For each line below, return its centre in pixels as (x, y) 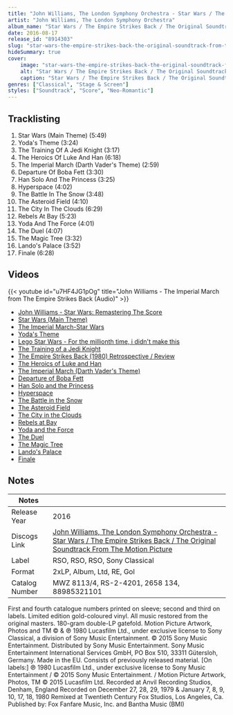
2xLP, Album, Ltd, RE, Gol (94, 571)
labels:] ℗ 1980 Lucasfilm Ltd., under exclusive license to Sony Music (107, 667)
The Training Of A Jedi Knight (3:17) (69, 150)
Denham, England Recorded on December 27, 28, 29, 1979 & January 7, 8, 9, (116, 689)
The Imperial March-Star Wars (61, 326)
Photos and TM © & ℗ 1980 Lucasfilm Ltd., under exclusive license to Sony (115, 631)
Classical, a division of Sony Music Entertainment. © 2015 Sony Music (108, 638)
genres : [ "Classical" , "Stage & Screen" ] (68, 84)
